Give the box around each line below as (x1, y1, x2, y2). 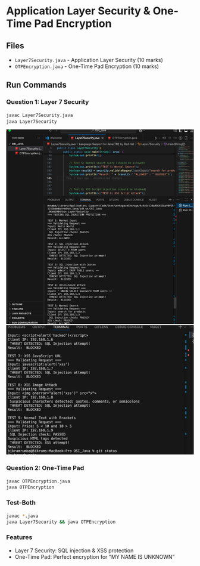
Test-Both (6, 499, 36, 507)
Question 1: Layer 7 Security (6, 98, 89, 106)
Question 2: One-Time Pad (6, 464, 85, 472)
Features (6, 533, 33, 542)
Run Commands (6, 80, 67, 90)
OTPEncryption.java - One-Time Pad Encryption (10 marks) (14, 63, 160, 70)
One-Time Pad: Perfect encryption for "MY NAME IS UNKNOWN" (14, 553, 175, 560)
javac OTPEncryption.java (6, 478, 70, 484)
